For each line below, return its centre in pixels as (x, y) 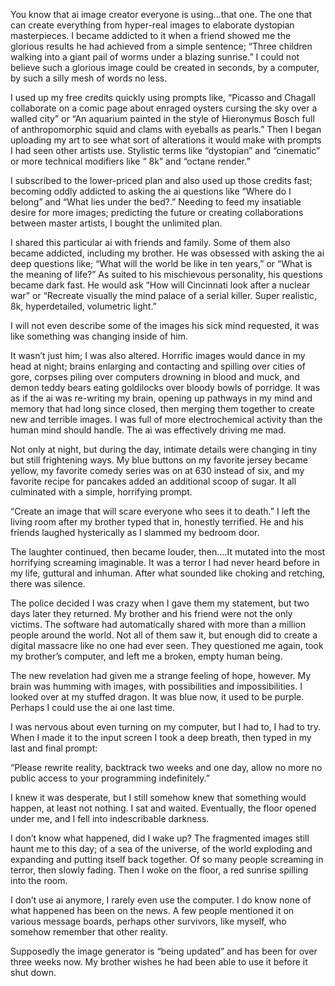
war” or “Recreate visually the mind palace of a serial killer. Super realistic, (163, 295)
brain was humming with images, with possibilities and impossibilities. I (156, 686)
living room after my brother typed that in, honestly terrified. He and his (157, 522)
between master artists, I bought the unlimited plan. (116, 223)
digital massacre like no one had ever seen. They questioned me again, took (167, 645)
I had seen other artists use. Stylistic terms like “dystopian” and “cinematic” (165, 150)
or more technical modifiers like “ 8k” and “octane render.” (130, 161)
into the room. (39, 880)
